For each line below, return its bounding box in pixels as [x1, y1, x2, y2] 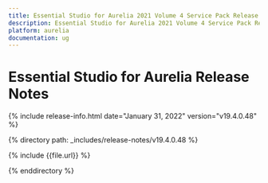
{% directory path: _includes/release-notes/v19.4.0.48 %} [8, 135, 199, 145]
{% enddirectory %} [8, 166, 74, 176]
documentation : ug [8, 33, 69, 42]
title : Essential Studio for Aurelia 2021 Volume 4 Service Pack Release [8, 11, 259, 20]
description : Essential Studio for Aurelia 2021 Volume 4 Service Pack [8, 19, 251, 27]
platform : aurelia [8, 26, 69, 34]
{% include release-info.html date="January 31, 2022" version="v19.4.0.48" [8, 111, 258, 121]
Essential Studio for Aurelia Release [8, 68, 250, 86]
